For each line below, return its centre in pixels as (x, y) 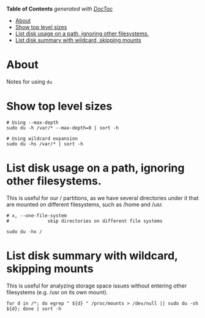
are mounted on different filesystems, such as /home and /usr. (85, 204)
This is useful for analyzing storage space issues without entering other (97, 286)
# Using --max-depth (33, 122)
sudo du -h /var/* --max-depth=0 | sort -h (63, 128)
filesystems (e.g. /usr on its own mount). (57, 292)
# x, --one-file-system (37, 215)
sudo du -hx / (24, 231)
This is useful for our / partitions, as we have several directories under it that (102, 198)
